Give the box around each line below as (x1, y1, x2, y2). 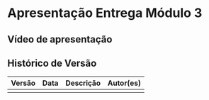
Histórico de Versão (7, 57, 97, 69)
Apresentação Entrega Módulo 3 (7, 5, 203, 21)
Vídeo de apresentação (7, 33, 113, 45)
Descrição (65, 78, 101, 88)
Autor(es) (107, 78, 142, 88)
